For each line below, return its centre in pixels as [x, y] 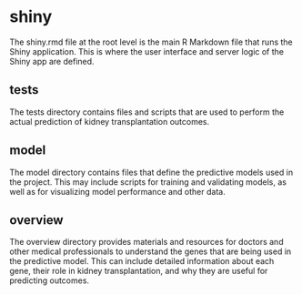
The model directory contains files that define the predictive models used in [151, 172]
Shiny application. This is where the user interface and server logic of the [147, 51]
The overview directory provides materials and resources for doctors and [146, 242]
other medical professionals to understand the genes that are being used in [151, 251]
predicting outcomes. [49, 280]
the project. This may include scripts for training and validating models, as [148, 182]
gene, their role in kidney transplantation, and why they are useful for [139, 271]
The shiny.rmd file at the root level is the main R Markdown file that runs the [151, 42]
